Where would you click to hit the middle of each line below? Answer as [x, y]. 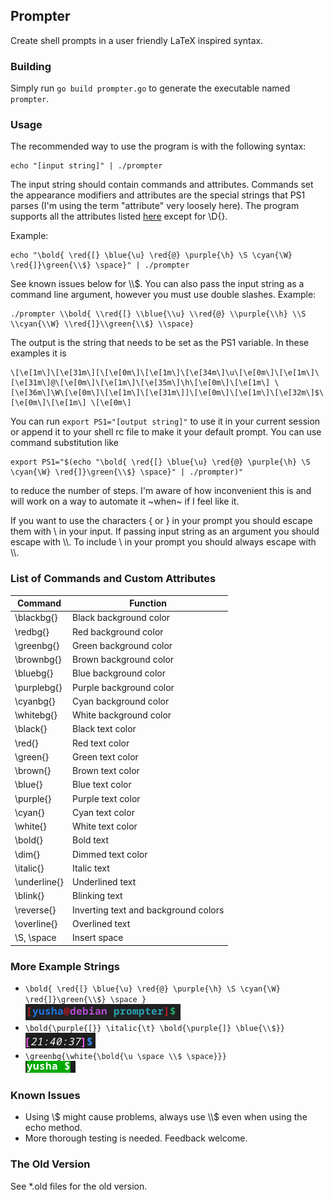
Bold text [90, 840]
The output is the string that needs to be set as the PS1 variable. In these [160, 343]
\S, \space [35, 938]
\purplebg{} [38, 687]
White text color [104, 826]
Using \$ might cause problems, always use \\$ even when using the [166, 1117]
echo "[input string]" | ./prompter [86, 166]
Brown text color [105, 771]
